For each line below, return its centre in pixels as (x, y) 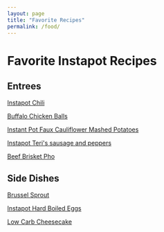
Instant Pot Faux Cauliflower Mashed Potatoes (73, 130)
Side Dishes (34, 178)
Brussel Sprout (28, 195)
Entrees (24, 86)
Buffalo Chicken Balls (37, 116)
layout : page (26, 14)
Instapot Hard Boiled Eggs (44, 208)
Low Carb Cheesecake (40, 222)
